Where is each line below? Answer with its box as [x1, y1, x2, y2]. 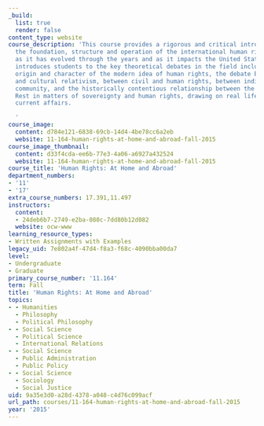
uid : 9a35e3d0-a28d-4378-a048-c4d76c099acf [8, 391, 153, 399]
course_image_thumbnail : [8, 142, 90, 150]
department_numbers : [8, 172, 76, 180]
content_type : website [8, 33, 82, 42]
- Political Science [15, 332, 82, 340]
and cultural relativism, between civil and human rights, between [15, 77, 241, 85]
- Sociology [15, 376, 55, 384]
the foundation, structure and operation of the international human [15, 48, 247, 56]
